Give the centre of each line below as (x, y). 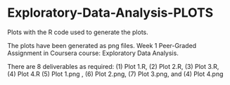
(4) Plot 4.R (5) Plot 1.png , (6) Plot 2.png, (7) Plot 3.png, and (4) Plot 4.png (115, 74)
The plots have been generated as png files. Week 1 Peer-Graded (102, 45)
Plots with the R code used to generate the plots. (78, 32)
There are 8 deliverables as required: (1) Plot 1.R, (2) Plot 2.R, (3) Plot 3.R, (113, 66)
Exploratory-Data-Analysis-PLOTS (110, 13)
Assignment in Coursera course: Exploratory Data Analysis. (93, 53)
